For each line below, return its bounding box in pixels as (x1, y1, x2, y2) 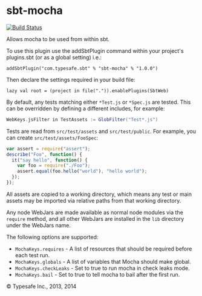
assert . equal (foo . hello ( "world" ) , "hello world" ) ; (17, 168, 148, 175)
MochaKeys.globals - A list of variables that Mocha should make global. (15, 258, 191, 265)
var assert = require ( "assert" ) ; (6, 146, 91, 152)
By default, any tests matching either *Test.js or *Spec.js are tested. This (6, 98, 191, 106)
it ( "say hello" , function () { (11, 157, 88, 163)
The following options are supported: (6, 233, 99, 240)
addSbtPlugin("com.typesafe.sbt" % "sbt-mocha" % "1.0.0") (6, 65, 158, 72)
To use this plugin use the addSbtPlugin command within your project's (6, 47, 184, 55)
